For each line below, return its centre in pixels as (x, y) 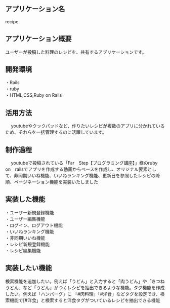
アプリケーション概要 (38, 39)
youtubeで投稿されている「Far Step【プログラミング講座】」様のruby (84, 163)
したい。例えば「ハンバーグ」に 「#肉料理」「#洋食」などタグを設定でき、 (83, 294)
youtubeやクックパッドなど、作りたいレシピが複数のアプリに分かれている (88, 126)
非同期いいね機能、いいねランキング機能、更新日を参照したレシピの (85, 176)
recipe (12, 21)
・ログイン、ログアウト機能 (34, 225)
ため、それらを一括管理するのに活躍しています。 (56, 132)
